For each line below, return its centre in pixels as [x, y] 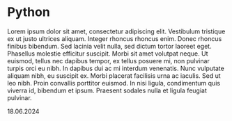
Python [29, 12]
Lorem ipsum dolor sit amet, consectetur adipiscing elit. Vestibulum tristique [116, 31]
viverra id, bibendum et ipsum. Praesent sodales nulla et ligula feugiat [107, 90]
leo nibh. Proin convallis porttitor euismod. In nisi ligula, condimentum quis [114, 83]
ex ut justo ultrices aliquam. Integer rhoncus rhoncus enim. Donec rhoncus [115, 38]
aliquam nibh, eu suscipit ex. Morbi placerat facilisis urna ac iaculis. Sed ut [114, 75]
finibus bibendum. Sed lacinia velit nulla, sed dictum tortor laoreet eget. [109, 46]
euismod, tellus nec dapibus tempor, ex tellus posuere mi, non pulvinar [109, 60]
